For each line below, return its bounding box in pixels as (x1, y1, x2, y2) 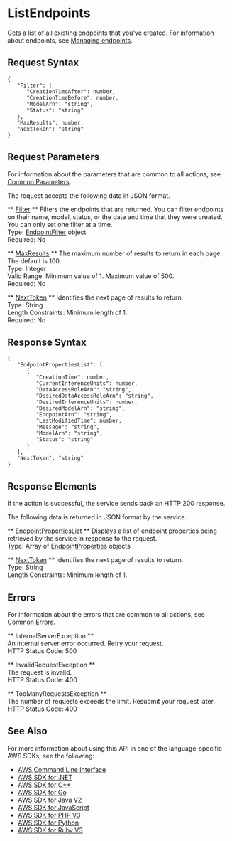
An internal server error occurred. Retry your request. (7, 639, 164, 647)
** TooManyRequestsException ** (7, 689, 107, 698)
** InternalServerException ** (7, 632, 94, 640)
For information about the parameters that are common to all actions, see (7, 169, 221, 179)
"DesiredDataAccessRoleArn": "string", (35, 393, 154, 400)
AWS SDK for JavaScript (17, 803, 90, 812)
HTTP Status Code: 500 (7, 647, 77, 655)
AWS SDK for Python (17, 818, 79, 827)
